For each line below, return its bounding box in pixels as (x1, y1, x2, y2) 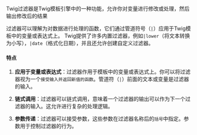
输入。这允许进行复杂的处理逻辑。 (30, 103, 113, 110)
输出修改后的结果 (6, 12, 48, 19)
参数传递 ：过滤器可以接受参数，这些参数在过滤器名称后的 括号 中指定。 (14, 115, 184, 122)
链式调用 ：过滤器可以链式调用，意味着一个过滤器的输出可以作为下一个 (14, 96, 186, 103)
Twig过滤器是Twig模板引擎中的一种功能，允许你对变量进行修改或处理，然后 (6, 5, 190, 12)
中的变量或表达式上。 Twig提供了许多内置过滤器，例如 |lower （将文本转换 (11, 32, 191, 39)
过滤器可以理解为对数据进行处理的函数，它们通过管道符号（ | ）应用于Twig (6, 25, 186, 32)
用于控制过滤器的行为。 (19, 123, 77, 130)
